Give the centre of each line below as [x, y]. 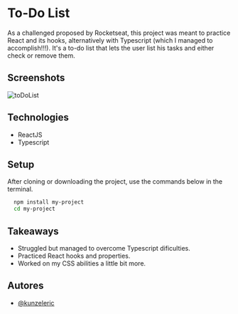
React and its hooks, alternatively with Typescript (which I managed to [110, 40]
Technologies [38, 118]
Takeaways [33, 231]
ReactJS [30, 135]
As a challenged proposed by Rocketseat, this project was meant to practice [119, 33]
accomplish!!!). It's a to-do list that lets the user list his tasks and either [111, 48]
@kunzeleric [36, 303]
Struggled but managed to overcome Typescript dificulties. [104, 248]
